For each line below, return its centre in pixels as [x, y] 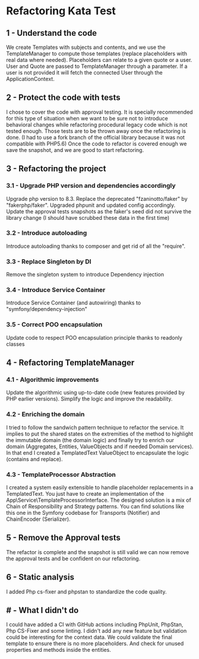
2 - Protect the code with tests [63, 97]
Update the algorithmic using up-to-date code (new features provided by [96, 393]
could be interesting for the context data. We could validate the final [89, 637]
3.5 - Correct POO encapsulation [54, 325]
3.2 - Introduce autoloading [47, 233]
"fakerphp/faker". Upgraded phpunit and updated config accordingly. [91, 205]
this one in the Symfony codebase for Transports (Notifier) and [83, 512]
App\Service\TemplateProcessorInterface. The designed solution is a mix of [99, 500]
